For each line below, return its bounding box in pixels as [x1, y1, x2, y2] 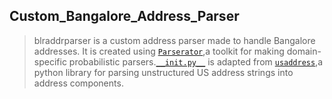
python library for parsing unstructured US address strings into [33, 66, 294, 78]
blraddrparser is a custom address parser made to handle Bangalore [33, 34, 316, 46]
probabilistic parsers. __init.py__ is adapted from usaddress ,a [68, 55, 324, 68]
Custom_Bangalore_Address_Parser [9, 8, 240, 25]
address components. [33, 77, 124, 89]
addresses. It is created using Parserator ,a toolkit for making [33, 45, 285, 57]
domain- [286, 45, 322, 57]
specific [33, 55, 67, 68]
